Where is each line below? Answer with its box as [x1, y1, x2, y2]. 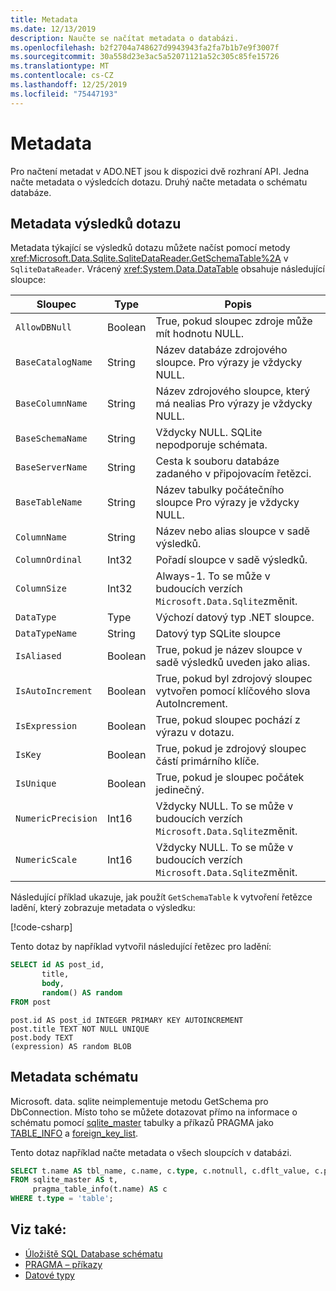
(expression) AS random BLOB [10, 1041, 132, 1051]
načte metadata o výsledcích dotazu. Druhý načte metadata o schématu [10, 176, 308, 188]
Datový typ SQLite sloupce [155, 627, 281, 641]
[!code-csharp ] [10, 921, 73, 933]
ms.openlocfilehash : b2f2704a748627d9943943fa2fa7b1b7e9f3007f [10, 42, 280, 53]
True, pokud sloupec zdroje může [155, 314, 313, 328]
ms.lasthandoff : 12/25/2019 [10, 80, 128, 90]
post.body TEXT [10, 1032, 74, 1043]
